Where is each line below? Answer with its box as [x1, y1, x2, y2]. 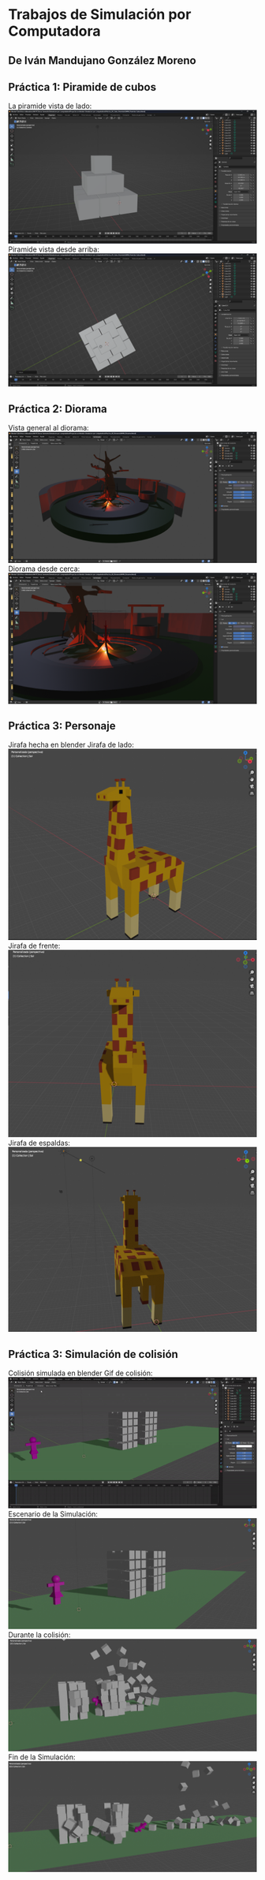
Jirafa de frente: [8, 941, 61, 950]
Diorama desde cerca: [8, 564, 80, 573]
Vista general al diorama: [8, 423, 89, 433]
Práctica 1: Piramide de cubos [8, 80, 156, 94]
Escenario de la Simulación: [8, 1509, 99, 1519]
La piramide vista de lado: [8, 101, 92, 111]
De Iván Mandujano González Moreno [8, 54, 196, 67]
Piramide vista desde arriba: [8, 244, 100, 254]
